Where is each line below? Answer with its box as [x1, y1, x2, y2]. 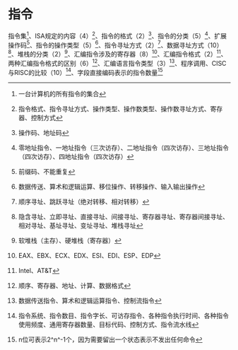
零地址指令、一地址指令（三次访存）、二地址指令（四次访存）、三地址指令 [18, 144, 229, 152]
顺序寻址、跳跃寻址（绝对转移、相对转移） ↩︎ [18, 197, 150, 206]
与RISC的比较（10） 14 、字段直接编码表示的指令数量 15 [8, 66, 163, 76]
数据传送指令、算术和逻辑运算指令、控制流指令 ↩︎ [18, 296, 162, 305]
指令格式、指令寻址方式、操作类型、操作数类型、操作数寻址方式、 [18, 105, 210, 113]
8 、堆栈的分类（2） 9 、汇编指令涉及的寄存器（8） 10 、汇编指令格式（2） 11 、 [8, 49, 227, 58]
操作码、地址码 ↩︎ [18, 129, 69, 137]
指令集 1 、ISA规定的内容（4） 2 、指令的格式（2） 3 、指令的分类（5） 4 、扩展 [8, 30, 227, 40]
